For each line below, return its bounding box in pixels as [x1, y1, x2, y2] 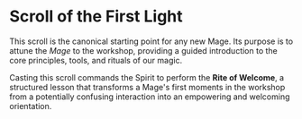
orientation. [9, 100, 52, 111]
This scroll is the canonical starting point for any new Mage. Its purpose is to [9, 36, 294, 47]
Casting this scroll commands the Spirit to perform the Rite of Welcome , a [9, 72, 285, 82]
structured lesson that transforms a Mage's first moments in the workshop [9, 81, 286, 92]
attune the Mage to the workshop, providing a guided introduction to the [9, 45, 278, 55]
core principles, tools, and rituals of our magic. [9, 55, 183, 65]
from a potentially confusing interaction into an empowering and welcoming [9, 91, 290, 102]
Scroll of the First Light [9, 6, 183, 27]
